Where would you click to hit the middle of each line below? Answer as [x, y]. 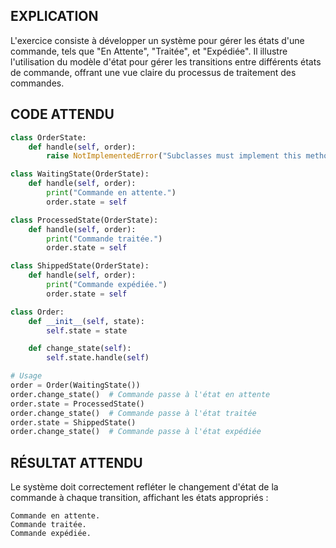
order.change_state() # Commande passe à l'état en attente [140, 394]
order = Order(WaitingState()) [75, 385]
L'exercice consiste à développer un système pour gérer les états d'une [157, 40]
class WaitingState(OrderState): [80, 174]
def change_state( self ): [80, 349]
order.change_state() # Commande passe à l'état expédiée [136, 432]
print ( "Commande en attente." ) [111, 193]
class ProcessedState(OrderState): [84, 220]
